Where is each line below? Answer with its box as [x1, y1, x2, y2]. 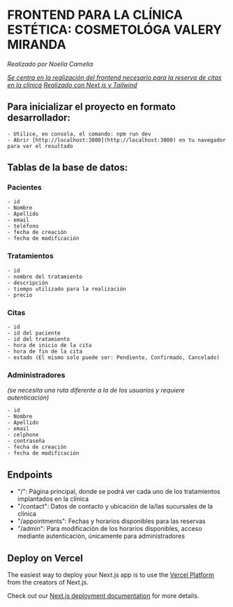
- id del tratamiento [7, 336, 70, 343]
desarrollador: [7, 112, 71, 124]
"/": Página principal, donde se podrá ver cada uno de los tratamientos [17, 488, 221, 496]
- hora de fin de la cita [7, 348, 82, 356]
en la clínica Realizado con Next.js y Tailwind [7, 80, 137, 89]
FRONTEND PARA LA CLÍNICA [7, 7, 183, 23]
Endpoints [7, 469, 53, 481]
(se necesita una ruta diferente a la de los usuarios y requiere [7, 386, 185, 395]
